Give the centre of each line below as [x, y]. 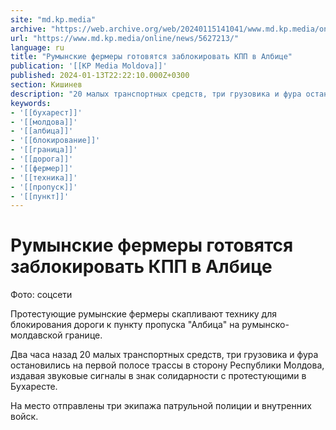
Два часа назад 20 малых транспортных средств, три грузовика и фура [164, 355]
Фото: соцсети [41, 295]
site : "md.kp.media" [53, 19]
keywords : [31, 103]
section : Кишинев [46, 85]
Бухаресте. [34, 387]
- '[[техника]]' [44, 177]
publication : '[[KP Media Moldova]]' [89, 66]
